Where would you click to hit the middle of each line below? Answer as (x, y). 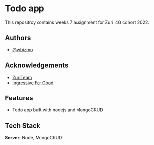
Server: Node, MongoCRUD (34, 138)
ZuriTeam (22, 77)
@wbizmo (22, 49)
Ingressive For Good (33, 83)
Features (19, 98)
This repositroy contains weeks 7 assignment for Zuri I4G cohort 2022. (77, 22)
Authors (18, 38)
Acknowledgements (37, 66)
